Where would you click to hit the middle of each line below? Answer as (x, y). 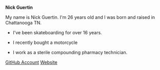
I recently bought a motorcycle (45, 42)
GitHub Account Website (31, 62)
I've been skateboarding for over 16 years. (57, 32)
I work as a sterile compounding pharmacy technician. (70, 52)
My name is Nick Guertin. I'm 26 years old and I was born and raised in (80, 17)
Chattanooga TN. (24, 23)
